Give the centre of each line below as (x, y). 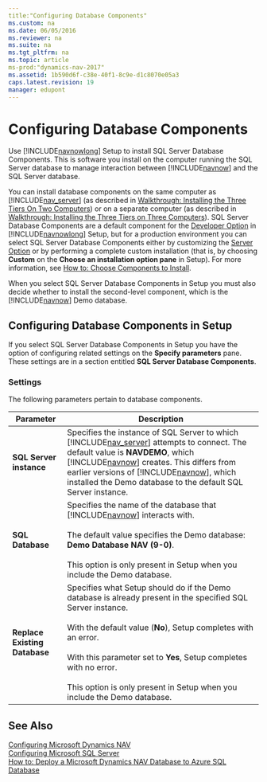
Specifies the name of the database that (142, 505)
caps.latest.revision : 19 (51, 82)
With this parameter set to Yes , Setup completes (157, 658)
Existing (28, 643)
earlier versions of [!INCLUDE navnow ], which (152, 472)
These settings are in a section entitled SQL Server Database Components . (132, 362)
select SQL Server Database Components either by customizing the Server (131, 243)
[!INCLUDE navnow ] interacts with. (131, 515)
